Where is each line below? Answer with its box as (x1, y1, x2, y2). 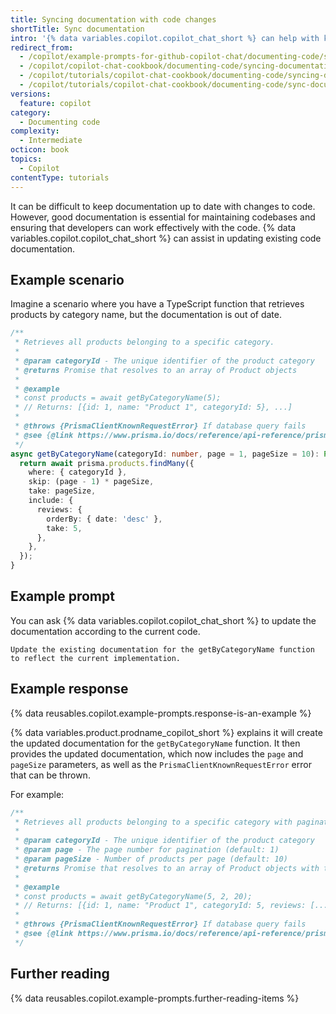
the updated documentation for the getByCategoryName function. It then (10, 737, 301, 749)
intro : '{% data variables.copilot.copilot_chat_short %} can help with (10, 33, 320, 43)
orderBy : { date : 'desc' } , (46, 514, 163, 524)
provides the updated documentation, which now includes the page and (10, 747, 304, 760)
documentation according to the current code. (10, 625, 201, 637)
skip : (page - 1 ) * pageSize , (28, 477, 155, 487)
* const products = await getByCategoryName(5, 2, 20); (14, 891, 253, 901)
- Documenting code (19, 117, 101, 127)
